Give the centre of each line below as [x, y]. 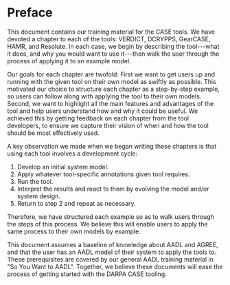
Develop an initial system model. [63, 167]
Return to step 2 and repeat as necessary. [76, 203]
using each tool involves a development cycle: [72, 154]
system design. [38, 196]
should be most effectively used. [53, 133]
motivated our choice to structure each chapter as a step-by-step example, [113, 89]
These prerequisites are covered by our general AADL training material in [111, 259]
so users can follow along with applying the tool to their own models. [104, 96]
